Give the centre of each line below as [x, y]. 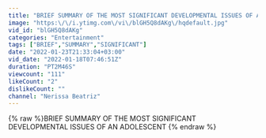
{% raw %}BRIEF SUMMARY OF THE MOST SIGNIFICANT [102, 118]
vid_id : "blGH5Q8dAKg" [46, 30]
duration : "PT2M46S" [42, 67]
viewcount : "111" [37, 74]
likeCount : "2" [33, 81]
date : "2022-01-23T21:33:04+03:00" [67, 52]
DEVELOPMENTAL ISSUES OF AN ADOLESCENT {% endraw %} [112, 127]
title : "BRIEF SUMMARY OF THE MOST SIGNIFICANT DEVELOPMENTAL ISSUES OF [131, 15]
